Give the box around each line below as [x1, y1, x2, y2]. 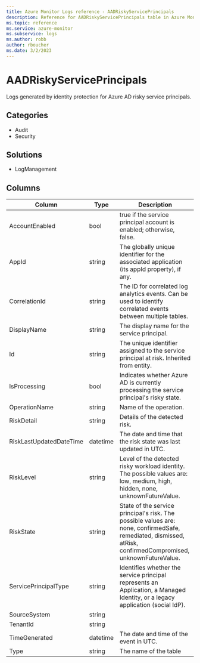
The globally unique [119, 243, 175, 251]
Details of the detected [119, 413, 183, 421]
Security [14, 132, 36, 140]
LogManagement [14, 165, 57, 173]
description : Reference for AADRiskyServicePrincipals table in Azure [6, 14, 185, 20]
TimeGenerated [9, 634, 53, 642]
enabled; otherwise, [119, 226, 175, 234]
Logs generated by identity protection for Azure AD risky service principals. [6, 93, 192, 100]
